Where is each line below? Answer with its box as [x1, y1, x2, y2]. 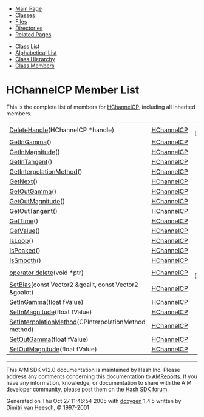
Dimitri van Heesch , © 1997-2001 [6, 404, 90, 411]
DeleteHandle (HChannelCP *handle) [9, 126, 114, 134]
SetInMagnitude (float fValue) [9, 308, 92, 316]
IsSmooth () [9, 256, 41, 265]
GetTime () [9, 217, 39, 225]
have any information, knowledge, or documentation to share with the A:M [6, 379, 192, 386]
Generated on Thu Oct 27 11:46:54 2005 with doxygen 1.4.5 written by [6, 397, 182, 404]
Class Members [15, 62, 55, 69]
